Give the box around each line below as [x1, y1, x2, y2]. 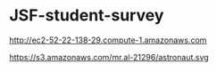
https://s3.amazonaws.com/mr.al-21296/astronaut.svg [9, 51, 209, 62]
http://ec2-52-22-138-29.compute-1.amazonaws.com [9, 35, 207, 45]
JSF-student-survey [9, 5, 164, 26]
